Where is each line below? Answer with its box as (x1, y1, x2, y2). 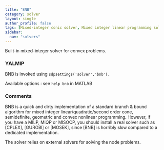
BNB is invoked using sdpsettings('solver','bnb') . (5, 71, 109, 77)
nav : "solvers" (9, 35, 41, 40)
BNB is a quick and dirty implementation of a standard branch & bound (5, 104, 147, 110)
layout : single (5, 16, 36, 21)
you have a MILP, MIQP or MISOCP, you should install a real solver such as (5, 119, 155, 125)
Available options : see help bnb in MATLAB (5, 81, 93, 86)
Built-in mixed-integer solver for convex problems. (5, 47, 106, 54)
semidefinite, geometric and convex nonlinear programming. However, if (5, 114, 150, 120)
